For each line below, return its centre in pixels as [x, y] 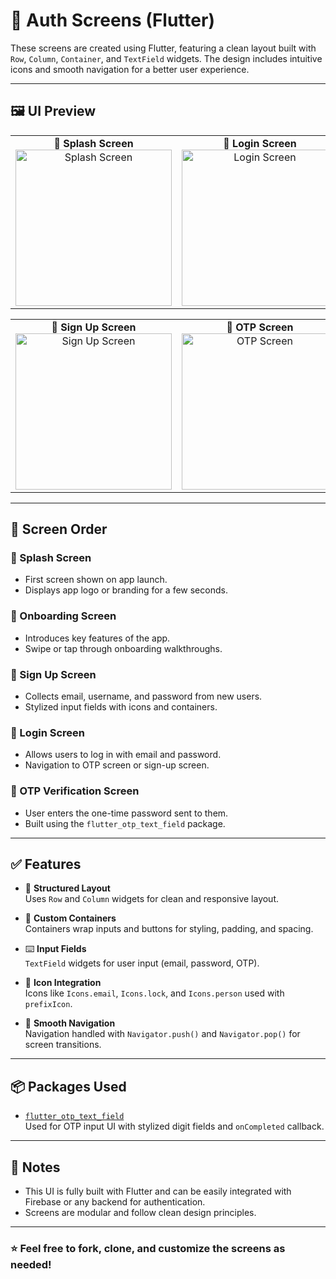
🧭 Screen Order [59, 529]
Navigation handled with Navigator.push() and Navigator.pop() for [162, 1034]
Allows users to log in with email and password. [123, 755]
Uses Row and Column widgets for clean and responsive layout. [152, 899]
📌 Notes [35, 1167]
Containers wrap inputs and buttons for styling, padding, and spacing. [169, 929]
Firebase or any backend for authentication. [115, 1202]
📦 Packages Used [68, 1086]
